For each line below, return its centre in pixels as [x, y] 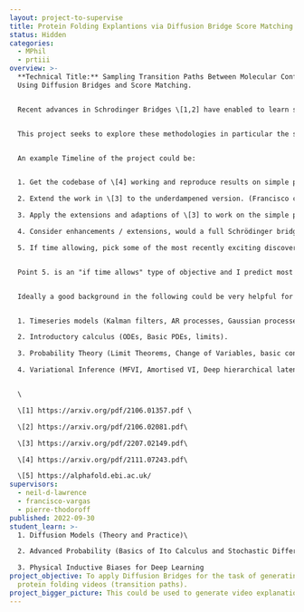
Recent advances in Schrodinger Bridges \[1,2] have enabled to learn [153, 110]
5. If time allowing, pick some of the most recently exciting [139, 248]
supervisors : [34, 485]
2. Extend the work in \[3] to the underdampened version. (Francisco [153, 199]
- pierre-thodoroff [54, 510]
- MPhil [32, 52]
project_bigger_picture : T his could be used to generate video [131, 593]
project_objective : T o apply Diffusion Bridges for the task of [133, 577]
